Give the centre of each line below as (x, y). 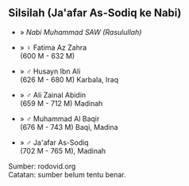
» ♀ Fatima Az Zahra (53, 47)
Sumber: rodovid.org (42, 166)
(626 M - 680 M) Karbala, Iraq (69, 79)
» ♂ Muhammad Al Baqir (60, 119)
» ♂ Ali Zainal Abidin (53, 95)
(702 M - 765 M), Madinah (63, 150)
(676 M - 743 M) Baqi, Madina (69, 127)
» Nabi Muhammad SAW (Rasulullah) (81, 32)
